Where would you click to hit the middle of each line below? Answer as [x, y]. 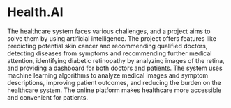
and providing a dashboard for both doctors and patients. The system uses [115, 68]
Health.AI [35, 12]
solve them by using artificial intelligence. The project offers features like [112, 38]
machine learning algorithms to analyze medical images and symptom [108, 75]
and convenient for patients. [48, 97]
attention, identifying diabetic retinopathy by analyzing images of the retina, [116, 60]
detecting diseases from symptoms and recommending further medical [110, 53]
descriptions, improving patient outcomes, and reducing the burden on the [114, 82]
